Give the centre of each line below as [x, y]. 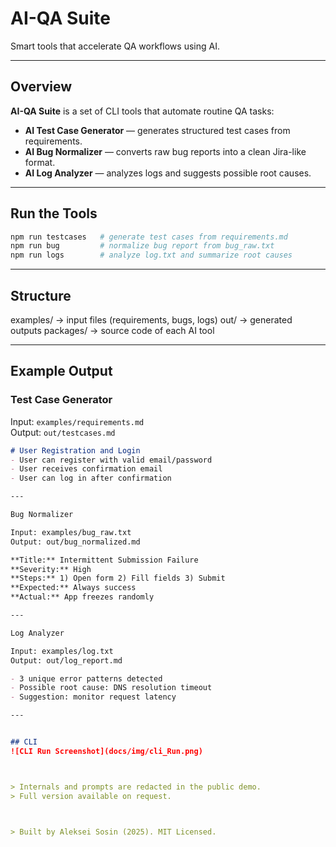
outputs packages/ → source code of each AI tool [112, 330]
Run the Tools [54, 213]
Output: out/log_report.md [66, 660]
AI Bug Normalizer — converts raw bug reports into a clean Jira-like [165, 151]
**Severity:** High [51, 569]
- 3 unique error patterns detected [86, 678]
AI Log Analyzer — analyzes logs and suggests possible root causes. [168, 173]
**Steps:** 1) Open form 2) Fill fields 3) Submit [118, 578]
